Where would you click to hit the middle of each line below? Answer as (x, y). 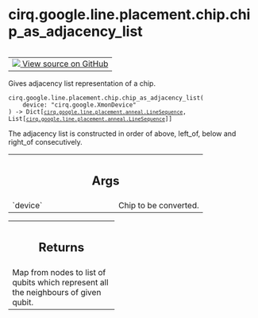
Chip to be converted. (159, 206)
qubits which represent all (60, 282)
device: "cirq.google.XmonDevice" (79, 105)
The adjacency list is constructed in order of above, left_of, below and (122, 134)
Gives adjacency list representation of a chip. (82, 83)
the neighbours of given (57, 292)
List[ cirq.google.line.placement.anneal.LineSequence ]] (90, 118)
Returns (62, 248)
